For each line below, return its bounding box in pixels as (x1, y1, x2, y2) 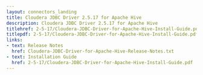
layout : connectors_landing (6, 8, 77, 15)
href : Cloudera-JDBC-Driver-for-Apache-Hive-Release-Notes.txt (11, 48, 174, 54)
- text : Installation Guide (6, 54, 77, 60)
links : (6, 37, 23, 43)
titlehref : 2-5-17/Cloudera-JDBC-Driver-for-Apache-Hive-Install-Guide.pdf (6, 25, 201, 32)
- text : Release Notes (6, 43, 63, 49)
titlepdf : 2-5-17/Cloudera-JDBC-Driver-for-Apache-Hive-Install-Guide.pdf (6, 31, 199, 37)
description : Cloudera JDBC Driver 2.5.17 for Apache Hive (6, 20, 158, 26)
